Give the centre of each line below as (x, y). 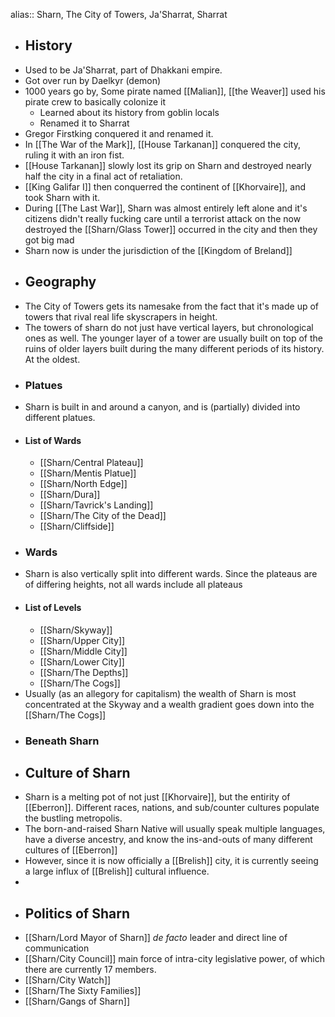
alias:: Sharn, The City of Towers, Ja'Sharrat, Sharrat (119, 14)
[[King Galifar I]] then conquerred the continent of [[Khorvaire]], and (165, 186)
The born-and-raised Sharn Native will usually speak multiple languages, (175, 829)
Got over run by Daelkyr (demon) (93, 80)
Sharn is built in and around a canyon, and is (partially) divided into (162, 406)
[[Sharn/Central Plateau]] (91, 463)
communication (57, 948)
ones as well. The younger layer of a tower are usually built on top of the (173, 338)
